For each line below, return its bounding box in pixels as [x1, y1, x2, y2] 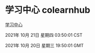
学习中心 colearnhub [5, 4, 91, 16]
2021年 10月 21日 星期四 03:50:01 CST [5, 32, 83, 38]
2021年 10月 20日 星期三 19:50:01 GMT [5, 42, 84, 48]
